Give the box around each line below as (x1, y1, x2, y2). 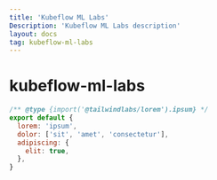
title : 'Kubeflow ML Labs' (9, 12, 109, 22)
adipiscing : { (17, 138, 69, 147)
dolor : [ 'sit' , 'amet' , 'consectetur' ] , (17, 129, 169, 138)
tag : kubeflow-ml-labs (9, 37, 93, 47)
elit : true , (25, 146, 69, 155)
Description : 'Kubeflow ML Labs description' (9, 21, 181, 30)
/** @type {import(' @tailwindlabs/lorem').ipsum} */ (9, 106, 209, 114)
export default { (9, 113, 74, 122)
